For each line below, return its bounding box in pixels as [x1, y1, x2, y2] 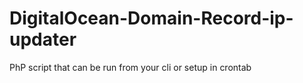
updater [9, 28, 77, 51]
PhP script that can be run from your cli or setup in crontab [9, 61, 252, 73]
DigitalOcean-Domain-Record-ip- [9, 7, 294, 30]
